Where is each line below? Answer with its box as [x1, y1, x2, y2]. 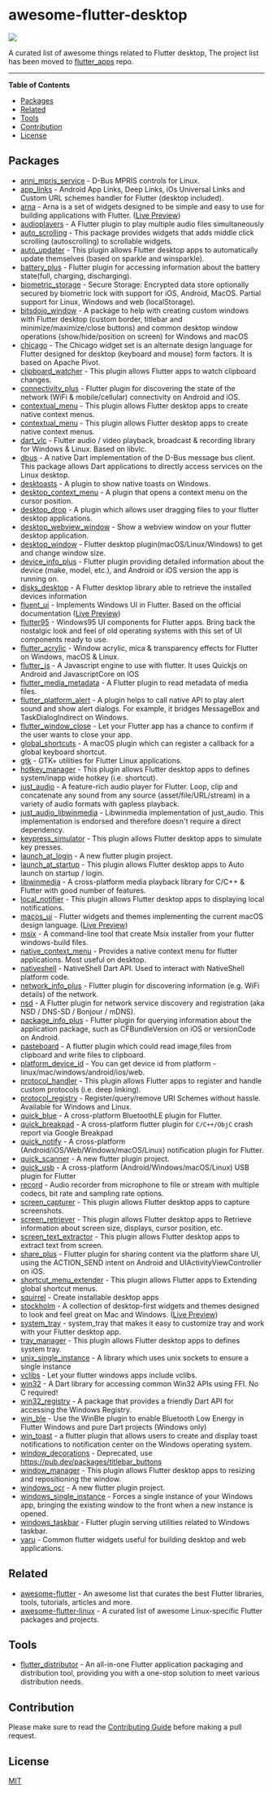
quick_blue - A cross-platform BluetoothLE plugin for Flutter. [19, 1110, 223, 1120]
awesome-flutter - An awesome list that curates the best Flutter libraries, [19, 1589, 264, 1598]
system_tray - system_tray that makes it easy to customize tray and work [19, 1318, 265, 1328]
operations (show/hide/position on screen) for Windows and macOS [19, 332, 249, 341]
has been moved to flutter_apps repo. [8, 56, 134, 66]
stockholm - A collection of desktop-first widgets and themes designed [19, 1301, 260, 1311]
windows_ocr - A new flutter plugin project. [19, 1483, 165, 1492]
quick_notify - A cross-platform [19, 1136, 126, 1146]
